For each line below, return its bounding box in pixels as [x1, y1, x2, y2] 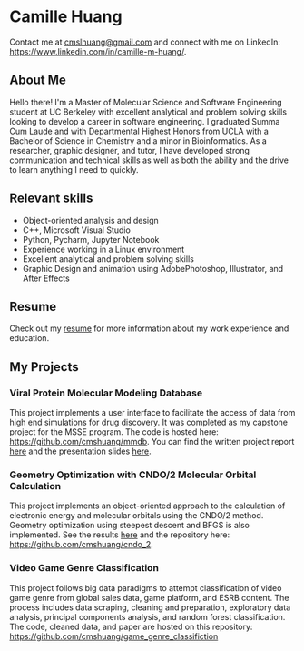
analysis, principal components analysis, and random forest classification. [9, 611, 286, 622]
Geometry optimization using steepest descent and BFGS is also [9, 520, 250, 531]
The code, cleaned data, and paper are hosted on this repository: [9, 621, 253, 632]
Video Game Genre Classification [9, 562, 159, 575]
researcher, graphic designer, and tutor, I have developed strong [9, 145, 250, 155]
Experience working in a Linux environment [22, 244, 185, 255]
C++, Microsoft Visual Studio [22, 225, 132, 235]
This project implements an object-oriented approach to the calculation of [9, 500, 286, 511]
